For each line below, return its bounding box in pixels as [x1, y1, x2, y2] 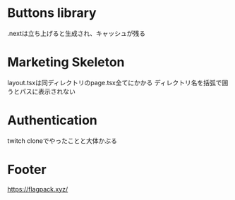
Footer [7, 162, 47, 177]
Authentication [7, 113, 97, 128]
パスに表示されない [19, 87, 76, 96]
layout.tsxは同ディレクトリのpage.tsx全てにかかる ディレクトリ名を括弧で [7, 78, 222, 87]
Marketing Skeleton [7, 54, 125, 70]
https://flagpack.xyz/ [7, 185, 68, 193]
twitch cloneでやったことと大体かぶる [7, 136, 118, 145]
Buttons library [7, 5, 97, 21]
